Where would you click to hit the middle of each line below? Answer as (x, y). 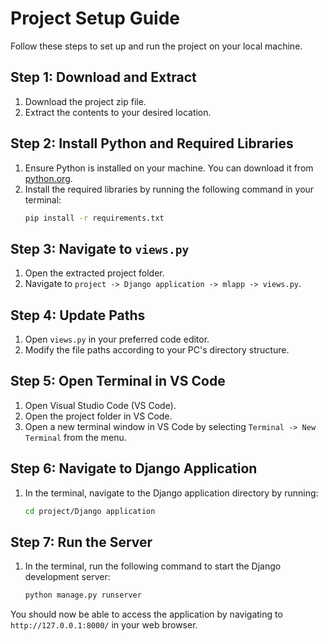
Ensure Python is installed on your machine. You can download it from (169, 168)
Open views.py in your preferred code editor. (117, 339)
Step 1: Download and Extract (103, 77)
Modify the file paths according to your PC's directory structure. (157, 350)
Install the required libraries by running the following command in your (169, 189)
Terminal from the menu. (75, 437)
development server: (67, 577)
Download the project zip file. (85, 101)
